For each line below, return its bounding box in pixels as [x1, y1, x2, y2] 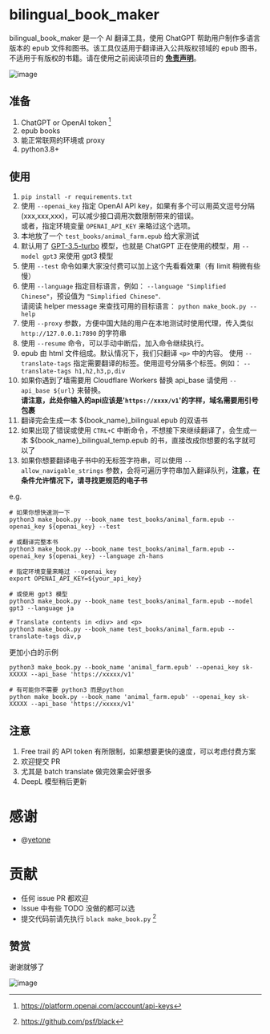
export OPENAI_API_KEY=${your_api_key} [9, 575, 143, 583]
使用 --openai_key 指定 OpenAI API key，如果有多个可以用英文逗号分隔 [20, 201, 256, 211]
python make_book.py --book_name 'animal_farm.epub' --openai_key [9, 693, 236, 701]
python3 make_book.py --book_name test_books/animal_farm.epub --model [9, 597, 253, 606]
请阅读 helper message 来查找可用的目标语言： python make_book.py [20, 301, 247, 311]
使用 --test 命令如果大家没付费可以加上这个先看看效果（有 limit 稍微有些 [20, 261, 261, 271]
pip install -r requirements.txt [20, 193, 133, 201]
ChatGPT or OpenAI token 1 [20, 116, 111, 127]
